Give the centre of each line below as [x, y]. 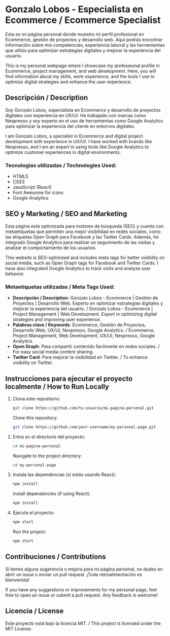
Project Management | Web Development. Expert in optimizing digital [85, 314]
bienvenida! [18, 580]
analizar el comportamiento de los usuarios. [51, 248]
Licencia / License [35, 611]
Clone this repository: [35, 418]
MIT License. [19, 628]
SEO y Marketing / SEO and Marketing [66, 214]
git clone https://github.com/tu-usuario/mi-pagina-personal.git [83, 408]
